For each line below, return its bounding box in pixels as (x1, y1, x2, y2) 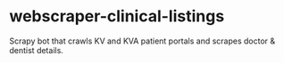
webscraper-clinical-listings (9, 6, 225, 27)
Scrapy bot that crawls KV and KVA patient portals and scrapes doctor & (9, 35, 276, 46)
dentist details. (9, 44, 64, 55)
